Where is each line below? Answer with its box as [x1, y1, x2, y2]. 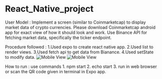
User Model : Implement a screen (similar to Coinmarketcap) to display [5, 19, 146, 25]
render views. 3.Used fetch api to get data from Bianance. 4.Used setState [5, 49, 154, 55]
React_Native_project [5, 3, 94, 14]
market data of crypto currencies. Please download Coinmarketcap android [5, 24, 156, 30]
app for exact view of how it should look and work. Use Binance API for [5, 29, 147, 35]
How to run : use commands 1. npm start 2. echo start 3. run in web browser [5, 64, 157, 69]
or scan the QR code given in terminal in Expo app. [5, 68, 107, 74]
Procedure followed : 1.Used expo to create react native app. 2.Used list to [5, 44, 154, 50]
